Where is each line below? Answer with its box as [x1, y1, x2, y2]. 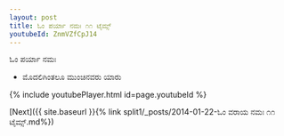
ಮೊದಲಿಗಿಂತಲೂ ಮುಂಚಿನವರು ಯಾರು [21, 72, 122, 83]
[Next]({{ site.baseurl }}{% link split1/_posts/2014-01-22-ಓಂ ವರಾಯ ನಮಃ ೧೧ [9, 107, 276, 117]
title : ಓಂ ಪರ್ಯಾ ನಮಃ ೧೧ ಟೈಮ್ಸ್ [9, 21, 111, 30]
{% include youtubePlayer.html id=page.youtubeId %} [9, 90, 207, 100]
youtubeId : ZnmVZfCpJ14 [9, 29, 98, 38]
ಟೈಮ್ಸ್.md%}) [9, 116, 55, 127]
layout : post [9, 12, 58, 22]
